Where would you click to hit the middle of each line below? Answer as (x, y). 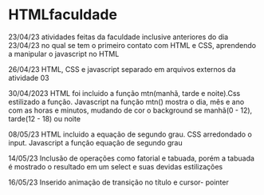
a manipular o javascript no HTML (64, 54)
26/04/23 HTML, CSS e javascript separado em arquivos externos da (122, 69)
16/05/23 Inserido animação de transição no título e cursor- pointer (118, 182)
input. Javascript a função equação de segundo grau (95, 142)
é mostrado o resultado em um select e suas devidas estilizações (116, 166)
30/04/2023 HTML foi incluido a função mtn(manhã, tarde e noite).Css (124, 93)
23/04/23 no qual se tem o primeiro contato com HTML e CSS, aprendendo (132, 45)
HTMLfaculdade (63, 15)
